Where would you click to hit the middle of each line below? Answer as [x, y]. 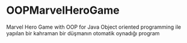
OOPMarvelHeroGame [63, 10]
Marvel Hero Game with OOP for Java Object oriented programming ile [94, 27]
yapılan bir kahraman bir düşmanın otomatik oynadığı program [83, 33]
